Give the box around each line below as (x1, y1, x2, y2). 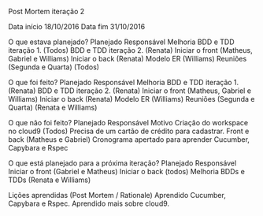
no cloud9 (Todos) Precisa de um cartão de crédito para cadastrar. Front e (8, 126, 250, 136)
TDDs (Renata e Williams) (8, 175, 91, 184)
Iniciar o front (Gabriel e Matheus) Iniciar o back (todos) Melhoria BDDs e (8, 167, 246, 176)
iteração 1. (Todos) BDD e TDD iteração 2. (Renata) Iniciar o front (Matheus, (8, 46, 254, 54)
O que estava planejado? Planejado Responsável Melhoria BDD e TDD (8, 37, 235, 47)
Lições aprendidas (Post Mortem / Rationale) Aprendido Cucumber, (8, 191, 226, 199)
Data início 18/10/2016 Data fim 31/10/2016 (8, 22, 146, 31)
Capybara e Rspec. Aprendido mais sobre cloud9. (8, 199, 170, 208)
